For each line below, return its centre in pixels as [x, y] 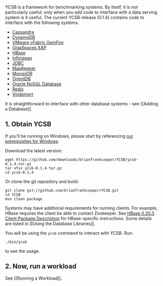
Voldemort [22, 94]
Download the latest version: [34, 150]
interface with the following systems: [42, 22]
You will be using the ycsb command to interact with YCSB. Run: [69, 233]
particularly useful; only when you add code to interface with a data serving [81, 12]
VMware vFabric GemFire [38, 42]
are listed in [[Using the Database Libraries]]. [50, 224]
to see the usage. [22, 251]
